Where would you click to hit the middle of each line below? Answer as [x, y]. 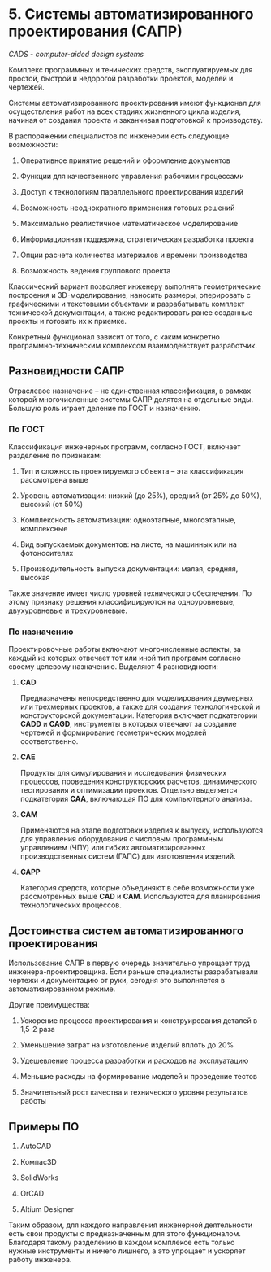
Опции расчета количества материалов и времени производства [134, 255]
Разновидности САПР [67, 371]
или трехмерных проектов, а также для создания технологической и [140, 707]
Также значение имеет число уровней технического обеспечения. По [130, 593]
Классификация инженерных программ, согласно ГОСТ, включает [125, 447]
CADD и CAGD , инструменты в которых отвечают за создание [128, 724]
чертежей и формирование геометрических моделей [113, 732]
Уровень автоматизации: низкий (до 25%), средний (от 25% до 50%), [141, 496]
